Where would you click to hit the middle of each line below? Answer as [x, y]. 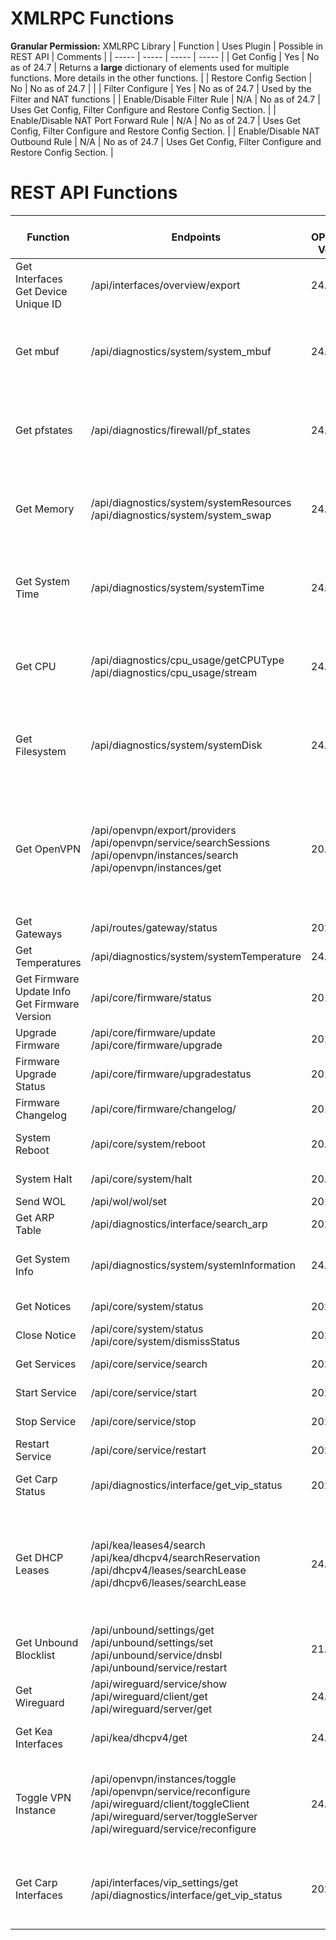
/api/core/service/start [143, 1392]
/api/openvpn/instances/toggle [163, 1779]
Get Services [46, 1364]
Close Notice [46, 1335]
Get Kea [34, 1731]
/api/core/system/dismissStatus [165, 1341]
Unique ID [38, 304]
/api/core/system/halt [141, 1179]
